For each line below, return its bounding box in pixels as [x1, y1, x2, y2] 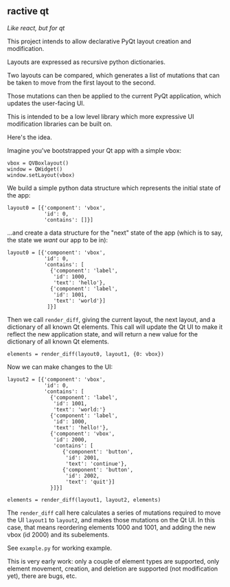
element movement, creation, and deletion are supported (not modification [7, 564, 218, 573]
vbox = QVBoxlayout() [7, 160, 69, 167]
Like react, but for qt [7, 23, 65, 32]
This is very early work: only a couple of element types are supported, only [7, 557, 220, 565]
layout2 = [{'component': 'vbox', [7, 376, 106, 383]
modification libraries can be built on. [7, 120, 113, 128]
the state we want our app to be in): [7, 235, 108, 244]
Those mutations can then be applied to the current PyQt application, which [7, 92, 222, 100]
